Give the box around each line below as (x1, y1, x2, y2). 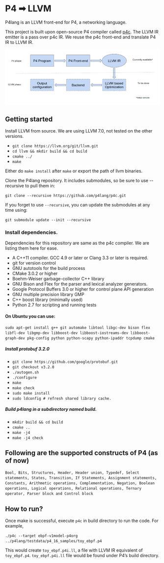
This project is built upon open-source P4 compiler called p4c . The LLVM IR (5, 29, 159, 34)
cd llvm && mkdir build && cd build (12, 149, 87, 154)
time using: (5, 207, 28, 213)
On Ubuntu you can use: (5, 313, 55, 319)
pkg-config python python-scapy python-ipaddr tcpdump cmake (27, 335, 155, 340)
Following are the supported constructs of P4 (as (5, 449, 158, 457)
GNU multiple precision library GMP (12, 292, 84, 298)
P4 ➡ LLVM (5, 3, 52, 14)
